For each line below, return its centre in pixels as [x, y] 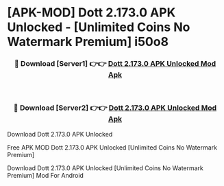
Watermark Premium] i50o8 [88, 42]
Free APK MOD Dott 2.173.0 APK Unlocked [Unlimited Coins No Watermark [112, 147]
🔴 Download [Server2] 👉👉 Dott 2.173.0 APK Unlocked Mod [115, 108]
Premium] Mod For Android [46, 175]
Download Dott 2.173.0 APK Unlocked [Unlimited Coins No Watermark [105, 168]
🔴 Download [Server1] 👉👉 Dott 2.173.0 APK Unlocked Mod [115, 64]
